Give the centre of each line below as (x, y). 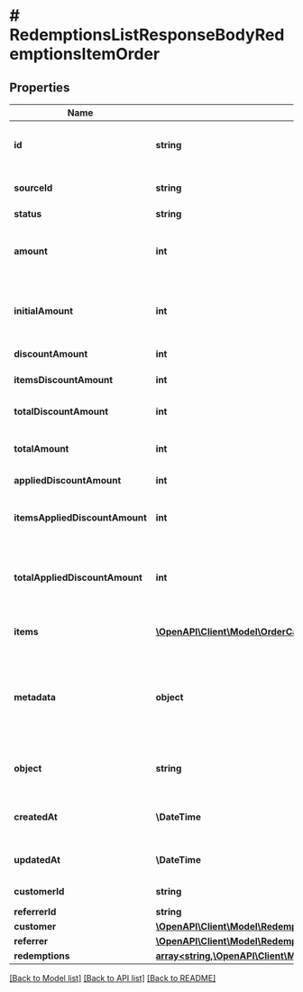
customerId (39, 891)
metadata (35, 697)
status (28, 214)
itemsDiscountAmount (64, 380)
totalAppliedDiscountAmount (78, 577)
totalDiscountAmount (61, 412)
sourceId (33, 188)
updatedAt (37, 860)
